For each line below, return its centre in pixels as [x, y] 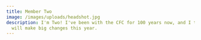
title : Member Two [29, 11]
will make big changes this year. [54, 28]
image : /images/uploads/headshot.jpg [53, 17]
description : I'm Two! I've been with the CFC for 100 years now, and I [99, 22]
